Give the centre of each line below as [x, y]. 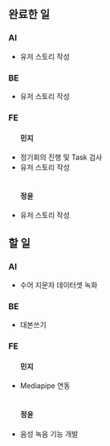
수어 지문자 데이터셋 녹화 [59, 285]
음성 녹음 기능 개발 [49, 434]
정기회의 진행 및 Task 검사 [61, 157]
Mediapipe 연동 [45, 386]
